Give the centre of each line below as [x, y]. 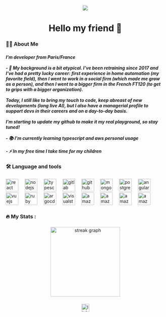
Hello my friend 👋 [85, 28]
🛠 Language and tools [34, 167]
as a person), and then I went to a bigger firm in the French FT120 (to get [83, 84]
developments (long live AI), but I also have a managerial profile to [77, 105]
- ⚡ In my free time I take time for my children [54, 151]
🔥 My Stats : [21, 217]
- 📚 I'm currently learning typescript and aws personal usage [72, 138]
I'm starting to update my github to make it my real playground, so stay [82, 122]
